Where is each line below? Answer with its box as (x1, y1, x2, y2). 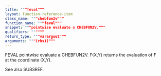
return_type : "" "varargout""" (5, 34, 67, 39)
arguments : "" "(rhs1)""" (5, 39, 55, 44)
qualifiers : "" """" (5, 30, 45, 34)
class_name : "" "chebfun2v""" (5, 16, 64, 21)
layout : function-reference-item (5, 12, 73, 16)
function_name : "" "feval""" (5, 20, 62, 26)
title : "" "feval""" (5, 7, 45, 12)
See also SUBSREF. (5, 66, 44, 72)
